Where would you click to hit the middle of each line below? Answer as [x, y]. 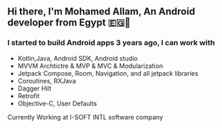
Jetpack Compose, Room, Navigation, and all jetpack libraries [108, 73]
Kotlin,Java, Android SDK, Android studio [78, 58]
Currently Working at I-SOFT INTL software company [85, 117]
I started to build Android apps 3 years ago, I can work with [111, 43]
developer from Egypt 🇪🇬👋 [69, 23]
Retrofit [28, 95]
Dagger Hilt [35, 88]
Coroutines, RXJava [47, 81]
